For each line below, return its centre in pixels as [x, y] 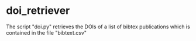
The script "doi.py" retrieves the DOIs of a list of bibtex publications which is [98, 27]
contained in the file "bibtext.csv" [46, 32]
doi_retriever [38, 11]
